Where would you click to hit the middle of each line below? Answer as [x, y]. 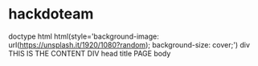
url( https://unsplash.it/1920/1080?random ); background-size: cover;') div [129, 44]
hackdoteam [51, 14]
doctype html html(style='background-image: [84, 36]
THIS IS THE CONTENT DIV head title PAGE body [90, 53]
